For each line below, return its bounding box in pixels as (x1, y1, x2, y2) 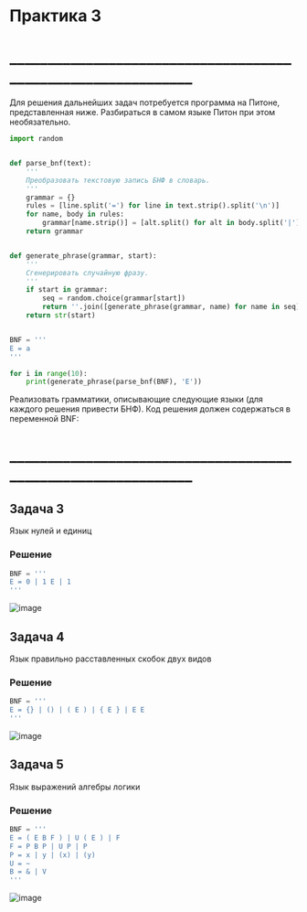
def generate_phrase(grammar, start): (9, 251, 157, 261)
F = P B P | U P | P (9, 842, 89, 851)
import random (9, 134, 64, 144)
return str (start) (26, 311, 96, 320)
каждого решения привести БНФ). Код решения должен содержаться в (9, 403, 291, 414)
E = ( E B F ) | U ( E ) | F (9, 833, 121, 842)
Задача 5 (9, 756, 64, 773)
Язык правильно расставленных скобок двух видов (9, 653, 212, 664)
